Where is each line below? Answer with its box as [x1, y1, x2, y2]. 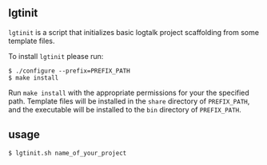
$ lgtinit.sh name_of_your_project [8, 149, 127, 157]
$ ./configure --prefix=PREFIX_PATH [8, 67, 130, 75]
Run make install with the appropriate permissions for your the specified [8, 88, 249, 97]
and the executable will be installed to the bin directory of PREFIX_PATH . [8, 104, 241, 114]
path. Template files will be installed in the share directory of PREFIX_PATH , [8, 96, 250, 106]
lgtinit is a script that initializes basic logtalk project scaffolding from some [8, 27, 260, 37]
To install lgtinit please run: [8, 51, 104, 61]
